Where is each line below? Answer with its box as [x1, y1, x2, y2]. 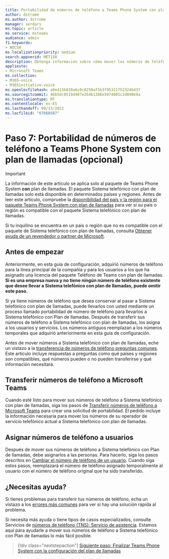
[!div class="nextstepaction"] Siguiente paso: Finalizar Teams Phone [17, 542, 160, 548]
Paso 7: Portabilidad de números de [5, 132, 156, 144]
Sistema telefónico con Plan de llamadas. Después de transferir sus [5, 314, 145, 320]
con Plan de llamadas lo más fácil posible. [5, 533, 92, 539]
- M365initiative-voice [5, 82, 55, 87]
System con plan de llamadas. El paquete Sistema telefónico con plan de [5, 185, 156, 192]
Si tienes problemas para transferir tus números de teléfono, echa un [5, 496, 148, 502]
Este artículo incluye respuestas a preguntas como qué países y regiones [5, 350, 157, 357]
